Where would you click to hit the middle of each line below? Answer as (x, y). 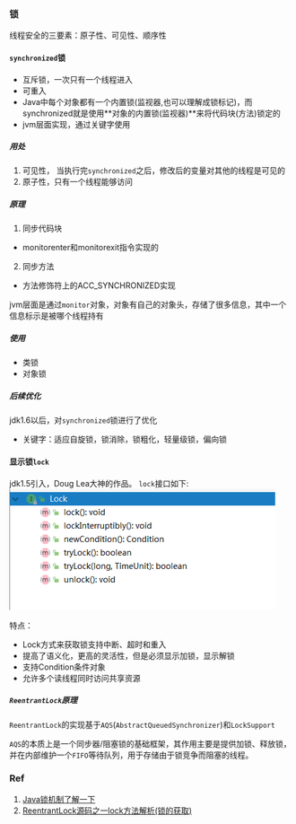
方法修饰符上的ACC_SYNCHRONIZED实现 (99, 285)
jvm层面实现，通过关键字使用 (76, 124)
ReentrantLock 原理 (44, 700)
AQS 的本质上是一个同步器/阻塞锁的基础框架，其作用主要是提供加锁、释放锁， (150, 743)
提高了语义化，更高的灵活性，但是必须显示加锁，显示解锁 (128, 655)
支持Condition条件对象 (64, 667)
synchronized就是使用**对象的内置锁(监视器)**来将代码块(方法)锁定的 (151, 113)
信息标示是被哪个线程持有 (57, 316)
